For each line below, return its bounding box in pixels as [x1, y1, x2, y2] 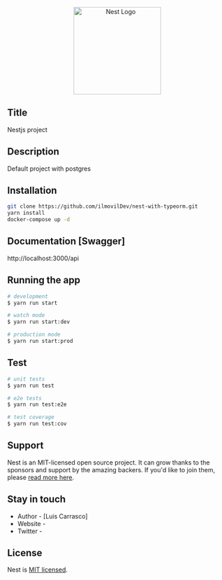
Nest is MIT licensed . [7, 565, 68, 574]
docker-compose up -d [7, 216, 71, 223]
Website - [17, 519, 46, 528]
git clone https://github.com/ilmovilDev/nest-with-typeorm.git [7, 203, 198, 210]
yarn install [7, 210, 45, 217]
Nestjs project [7, 125, 47, 134]
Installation [7, 185, 57, 197]
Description [7, 146, 59, 157]
